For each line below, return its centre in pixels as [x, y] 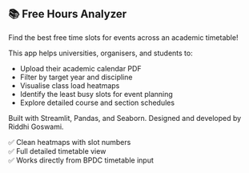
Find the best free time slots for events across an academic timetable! [123, 37]
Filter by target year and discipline [76, 77]
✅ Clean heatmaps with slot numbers [70, 142]
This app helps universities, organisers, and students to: [101, 53]
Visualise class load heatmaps [70, 85]
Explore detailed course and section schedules [97, 103]
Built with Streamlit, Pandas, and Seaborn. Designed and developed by [125, 118]
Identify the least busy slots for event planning [96, 94]
